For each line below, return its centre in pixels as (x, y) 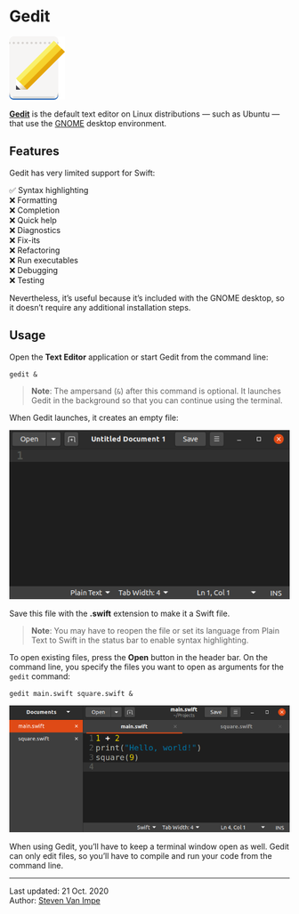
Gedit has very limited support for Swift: (82, 173)
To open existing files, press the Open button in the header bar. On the (139, 657)
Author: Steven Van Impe (55, 901)
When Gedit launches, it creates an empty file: (94, 417)
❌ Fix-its (25, 240)
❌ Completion (35, 210)
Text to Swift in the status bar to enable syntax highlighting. (140, 640)
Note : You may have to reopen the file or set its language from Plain (155, 630)
